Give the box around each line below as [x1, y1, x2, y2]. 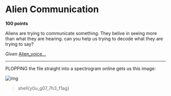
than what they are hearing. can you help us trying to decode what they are [5, 36, 163, 42]
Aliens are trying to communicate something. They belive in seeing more [5, 30, 157, 36]
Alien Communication [5, 4, 99, 15]
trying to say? [5, 41, 34, 47]
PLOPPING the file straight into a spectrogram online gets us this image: [5, 65, 156, 72]
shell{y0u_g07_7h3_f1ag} [17, 85, 70, 91]
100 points [5, 20, 28, 26]
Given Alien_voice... [5, 51, 46, 57]
